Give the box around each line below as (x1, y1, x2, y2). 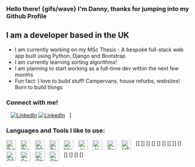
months (14, 71, 34, 78)
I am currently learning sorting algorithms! (14, 58, 117, 66)
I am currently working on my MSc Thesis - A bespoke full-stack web (14, 46, 184, 53)
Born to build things (14, 83, 63, 90)
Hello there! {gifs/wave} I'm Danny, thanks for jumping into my (6, 5, 189, 13)
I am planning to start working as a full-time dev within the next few (14, 64, 179, 72)
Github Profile (6, 12, 47, 20)
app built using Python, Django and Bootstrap (14, 52, 126, 59)
